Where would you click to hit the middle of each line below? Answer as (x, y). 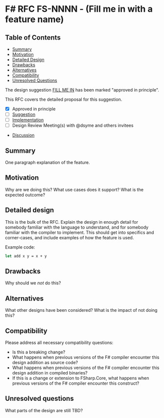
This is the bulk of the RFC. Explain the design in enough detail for (72, 222)
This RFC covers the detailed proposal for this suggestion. (64, 99)
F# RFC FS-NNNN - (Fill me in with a (79, 9)
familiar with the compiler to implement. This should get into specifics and (80, 232)
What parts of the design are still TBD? (44, 410)
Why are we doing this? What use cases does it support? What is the (74, 189)
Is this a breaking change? (39, 352)
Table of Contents (33, 37)
